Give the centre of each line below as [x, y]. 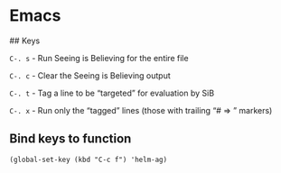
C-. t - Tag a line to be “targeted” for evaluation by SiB [112, 93]
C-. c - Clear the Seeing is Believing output [90, 75]
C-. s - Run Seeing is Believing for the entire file [99, 58]
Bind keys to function [70, 139]
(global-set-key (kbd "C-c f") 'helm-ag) [89, 159]
